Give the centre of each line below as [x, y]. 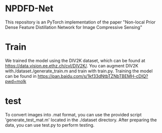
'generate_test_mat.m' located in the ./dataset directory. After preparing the [81, 120]
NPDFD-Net [29, 9]
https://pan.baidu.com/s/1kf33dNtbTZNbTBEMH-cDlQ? [93, 76]
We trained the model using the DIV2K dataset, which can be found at [75, 60]
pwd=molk [16, 81]
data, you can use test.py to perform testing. [50, 125]
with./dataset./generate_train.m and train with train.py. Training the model [79, 71]
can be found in [21, 76]
